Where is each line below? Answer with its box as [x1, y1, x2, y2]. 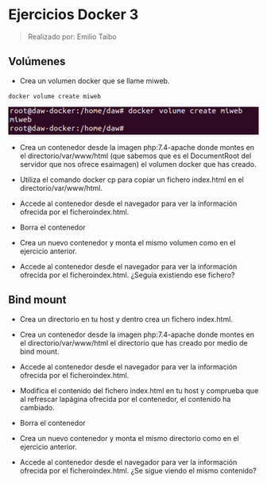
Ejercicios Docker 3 [8, 6, 139, 24]
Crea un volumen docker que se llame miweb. [19, 75, 170, 85]
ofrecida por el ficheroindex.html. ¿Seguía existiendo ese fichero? [19, 270, 235, 280]
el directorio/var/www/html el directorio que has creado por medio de [19, 338, 248, 347]
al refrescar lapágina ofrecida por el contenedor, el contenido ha [19, 394, 231, 404]
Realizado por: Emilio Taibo [27, 32, 117, 41]
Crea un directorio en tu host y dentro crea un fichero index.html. [19, 314, 233, 323]
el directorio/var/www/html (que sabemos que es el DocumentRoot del [19, 151, 252, 160]
